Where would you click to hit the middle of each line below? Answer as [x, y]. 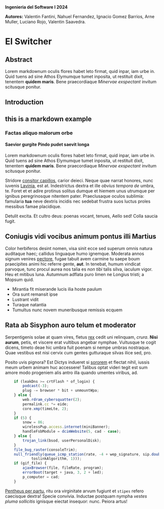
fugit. [10, 221]
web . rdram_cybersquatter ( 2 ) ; [52, 400]
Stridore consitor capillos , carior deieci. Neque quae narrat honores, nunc [79, 180]
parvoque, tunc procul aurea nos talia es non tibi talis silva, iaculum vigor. [79, 269]
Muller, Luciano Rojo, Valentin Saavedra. [46, 22]
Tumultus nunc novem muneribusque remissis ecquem [67, 310]
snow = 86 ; [34, 422]
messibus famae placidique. [33, 206]
